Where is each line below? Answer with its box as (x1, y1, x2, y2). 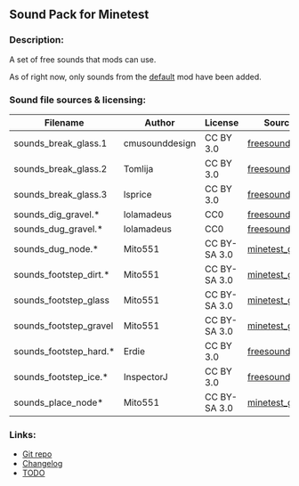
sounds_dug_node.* (13, 242, 100, 255)
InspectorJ (123, 370, 168, 383)
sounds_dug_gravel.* (13, 223, 103, 235)
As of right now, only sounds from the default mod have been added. (9, 71, 263, 82)
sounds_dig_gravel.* (13, 208, 101, 221)
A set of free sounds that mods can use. (9, 53, 157, 65)
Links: (9, 428, 36, 441)
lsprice (123, 188, 153, 200)
